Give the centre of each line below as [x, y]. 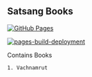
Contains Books [30, 55]
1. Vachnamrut [28, 68]
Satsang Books [40, 11]
